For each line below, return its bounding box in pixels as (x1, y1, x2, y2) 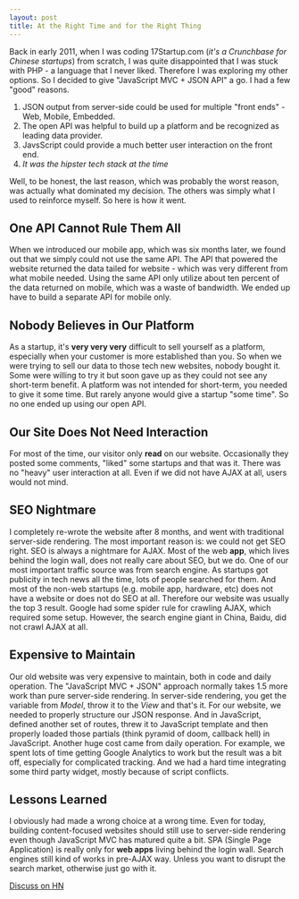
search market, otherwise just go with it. (9, 863, 157, 874)
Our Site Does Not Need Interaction (9, 424, 209, 439)
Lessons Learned (9, 792, 107, 807)
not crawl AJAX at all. (9, 621, 88, 632)
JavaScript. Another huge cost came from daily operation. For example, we (9, 737, 286, 748)
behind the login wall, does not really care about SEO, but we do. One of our (9, 555, 289, 565)
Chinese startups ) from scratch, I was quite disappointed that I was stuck (9, 55, 278, 66)
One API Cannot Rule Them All (9, 220, 181, 235)
